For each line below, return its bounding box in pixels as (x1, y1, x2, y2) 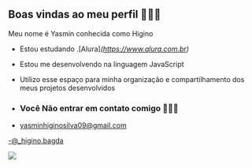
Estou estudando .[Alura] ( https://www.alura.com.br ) (19, 44, 190, 54)
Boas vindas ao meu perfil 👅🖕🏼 (8, 8, 161, 21)
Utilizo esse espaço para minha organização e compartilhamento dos (19, 74, 245, 84)
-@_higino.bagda (8, 136, 65, 146)
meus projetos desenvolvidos (19, 83, 116, 92)
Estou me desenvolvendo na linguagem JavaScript (19, 59, 184, 69)
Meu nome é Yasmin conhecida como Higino (8, 28, 154, 38)
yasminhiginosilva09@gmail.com (19, 121, 128, 130)
